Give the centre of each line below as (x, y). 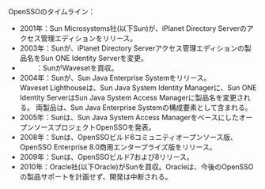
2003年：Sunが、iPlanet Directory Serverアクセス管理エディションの (132, 48)
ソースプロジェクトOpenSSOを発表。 (95, 127)
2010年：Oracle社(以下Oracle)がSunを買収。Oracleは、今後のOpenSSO (136, 167)
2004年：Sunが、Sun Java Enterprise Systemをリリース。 (115, 78)
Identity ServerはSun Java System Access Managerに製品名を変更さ (131, 98)
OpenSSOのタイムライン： (52, 11)
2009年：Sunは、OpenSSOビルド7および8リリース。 (106, 157)
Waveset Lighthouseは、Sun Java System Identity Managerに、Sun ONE (138, 88)
